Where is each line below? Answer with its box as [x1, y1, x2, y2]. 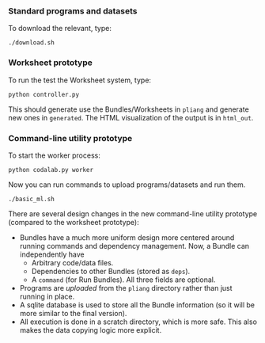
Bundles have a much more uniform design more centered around [19, 232, 235, 242]
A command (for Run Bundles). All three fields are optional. [31, 275, 216, 284]
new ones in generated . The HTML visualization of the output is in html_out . [8, 112, 254, 122]
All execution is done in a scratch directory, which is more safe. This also [19, 317, 257, 326]
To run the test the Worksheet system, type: [8, 75, 152, 85]
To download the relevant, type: [8, 24, 112, 33]
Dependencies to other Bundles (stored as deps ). [31, 266, 191, 276]
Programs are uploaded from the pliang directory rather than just [19, 283, 233, 292]
